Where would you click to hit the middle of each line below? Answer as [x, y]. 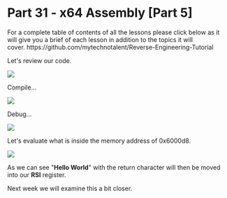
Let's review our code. [39, 60]
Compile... [22, 87]
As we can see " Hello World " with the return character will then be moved [114, 167]
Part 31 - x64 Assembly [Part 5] [100, 13]
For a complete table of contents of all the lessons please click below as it [113, 32]
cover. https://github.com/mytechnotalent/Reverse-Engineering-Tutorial [111, 47]
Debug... [20, 114]
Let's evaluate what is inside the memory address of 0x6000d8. [99, 141]
